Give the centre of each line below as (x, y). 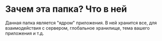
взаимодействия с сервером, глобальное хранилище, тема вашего (77, 28)
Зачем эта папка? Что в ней (66, 9)
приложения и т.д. (25, 33)
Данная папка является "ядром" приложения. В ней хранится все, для (81, 23)
